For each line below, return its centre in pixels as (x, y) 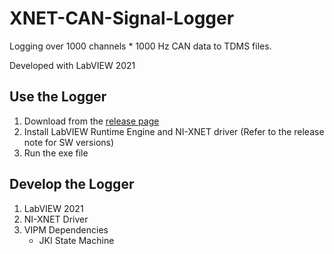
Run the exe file (56, 153)
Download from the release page (91, 121)
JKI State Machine (76, 240)
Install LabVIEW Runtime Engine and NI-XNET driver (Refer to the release (174, 131)
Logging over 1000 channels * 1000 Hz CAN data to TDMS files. (140, 46)
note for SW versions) (69, 142)
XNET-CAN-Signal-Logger (122, 18)
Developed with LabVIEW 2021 (72, 65)
